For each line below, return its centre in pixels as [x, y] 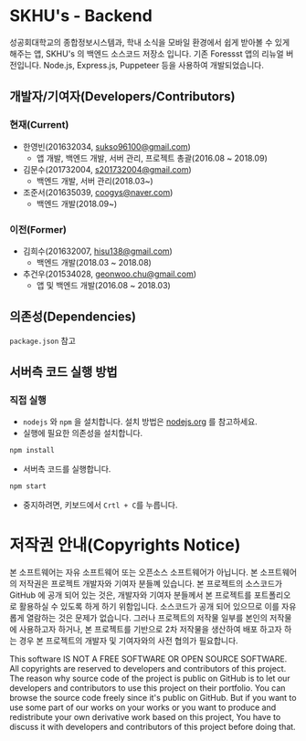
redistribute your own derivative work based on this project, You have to [145, 717]
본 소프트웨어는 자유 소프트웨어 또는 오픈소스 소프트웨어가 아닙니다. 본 [134, 572]
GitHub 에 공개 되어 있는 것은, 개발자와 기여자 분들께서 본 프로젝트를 [131, 595]
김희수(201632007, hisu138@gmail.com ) [98, 251]
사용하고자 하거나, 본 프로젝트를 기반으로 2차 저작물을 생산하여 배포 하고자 [150, 630]
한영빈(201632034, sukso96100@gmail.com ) [107, 146]
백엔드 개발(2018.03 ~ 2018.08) [94, 262]
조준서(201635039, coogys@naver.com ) [98, 192]
